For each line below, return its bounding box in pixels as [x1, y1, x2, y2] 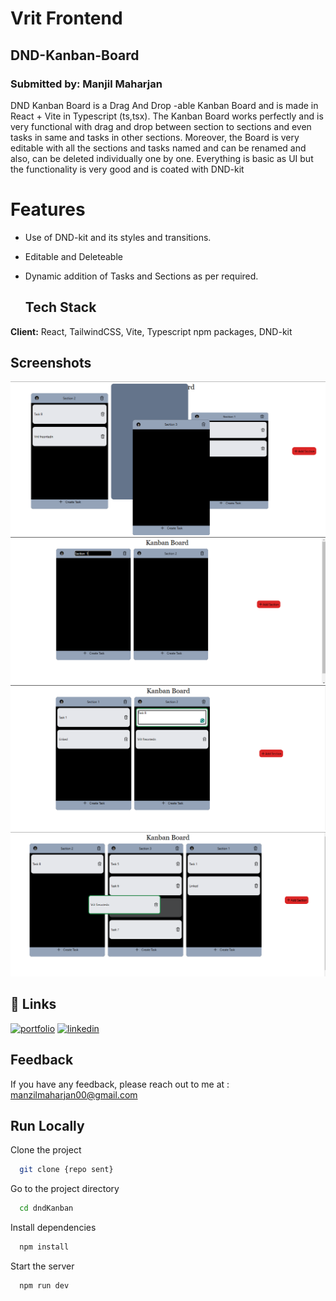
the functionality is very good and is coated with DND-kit [10, 163, 245, 175]
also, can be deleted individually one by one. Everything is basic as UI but [10, 152, 314, 164]
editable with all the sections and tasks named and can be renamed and [10, 142, 307, 154]
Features [10, 198, 86, 221]
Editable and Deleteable [24, 250, 123, 262]
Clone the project [10, 1144, 82, 1156]
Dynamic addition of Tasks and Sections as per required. [24, 270, 259, 282]
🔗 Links [10, 996, 57, 1013]
